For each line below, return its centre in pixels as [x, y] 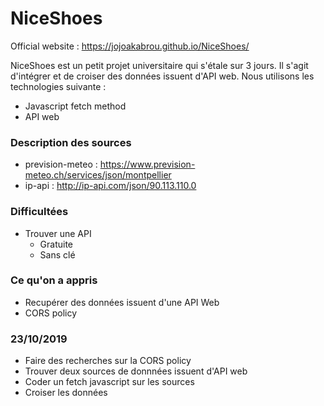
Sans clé [57, 254]
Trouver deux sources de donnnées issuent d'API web [136, 371]
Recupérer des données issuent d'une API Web [122, 302]
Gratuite [56, 244]
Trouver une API [58, 233]
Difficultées [39, 212]
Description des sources [71, 142]
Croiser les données [66, 393]
